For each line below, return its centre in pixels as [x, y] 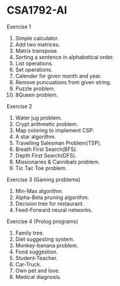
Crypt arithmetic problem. [47, 124]
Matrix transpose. [37, 50]
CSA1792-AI [37, 10]
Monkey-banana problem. [47, 245]
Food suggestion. [36, 252]
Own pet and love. [38, 271]
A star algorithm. [35, 136]
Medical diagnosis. [38, 277]
